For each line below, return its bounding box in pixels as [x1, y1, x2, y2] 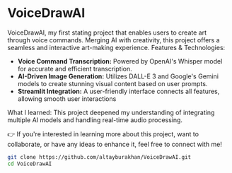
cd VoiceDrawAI [7, 160, 52, 167]
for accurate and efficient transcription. [17, 64, 132, 73]
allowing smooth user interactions [17, 94, 117, 103]
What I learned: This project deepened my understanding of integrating [7, 108, 215, 117]
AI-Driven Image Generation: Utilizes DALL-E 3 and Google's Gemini [17, 72, 219, 80]
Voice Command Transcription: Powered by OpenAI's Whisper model [17, 56, 223, 65]
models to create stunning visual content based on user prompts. [17, 79, 208, 88]
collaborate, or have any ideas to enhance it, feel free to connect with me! [7, 140, 223, 148]
